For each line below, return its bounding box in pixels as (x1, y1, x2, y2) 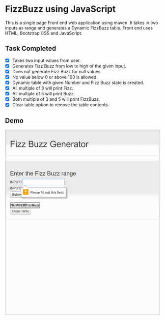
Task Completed (5, 44, 56, 53)
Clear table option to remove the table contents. (12, 102, 109, 108)
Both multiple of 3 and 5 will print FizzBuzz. (12, 96, 101, 102)
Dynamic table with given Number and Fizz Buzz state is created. (12, 80, 144, 86)
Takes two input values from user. (12, 58, 81, 63)
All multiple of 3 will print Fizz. (12, 85, 74, 91)
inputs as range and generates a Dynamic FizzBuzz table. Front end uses (5, 25, 153, 30)
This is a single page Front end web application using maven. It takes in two (5, 20, 158, 26)
